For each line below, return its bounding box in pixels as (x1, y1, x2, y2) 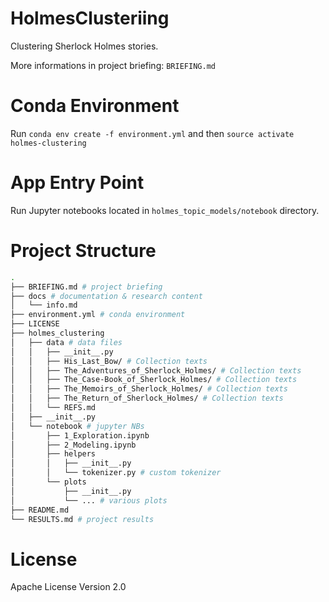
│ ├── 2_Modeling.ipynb (10, 440, 137, 450)
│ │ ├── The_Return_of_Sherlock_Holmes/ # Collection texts (10, 393, 284, 404)
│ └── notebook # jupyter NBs (10, 421, 145, 431)
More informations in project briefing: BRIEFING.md (10, 59, 216, 71)
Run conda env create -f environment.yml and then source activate (10, 127, 295, 139)
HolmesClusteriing (10, 7, 170, 30)
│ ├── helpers (10, 449, 97, 459)
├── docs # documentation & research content (10, 291, 203, 301)
